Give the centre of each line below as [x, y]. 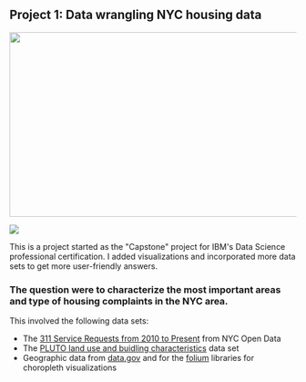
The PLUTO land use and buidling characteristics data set [131, 348]
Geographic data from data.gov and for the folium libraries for [138, 358]
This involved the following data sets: [79, 321]
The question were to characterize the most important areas [145, 289]
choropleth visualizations [70, 367]
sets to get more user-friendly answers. [83, 266]
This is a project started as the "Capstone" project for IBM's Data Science [148, 246]
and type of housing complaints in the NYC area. [119, 301]
